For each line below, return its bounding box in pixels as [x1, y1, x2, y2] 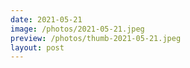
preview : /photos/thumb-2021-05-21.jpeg [10, 33, 182, 43]
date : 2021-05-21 [10, 14, 83, 25]
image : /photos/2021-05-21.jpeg [10, 24, 145, 34]
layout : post [10, 42, 65, 53]
